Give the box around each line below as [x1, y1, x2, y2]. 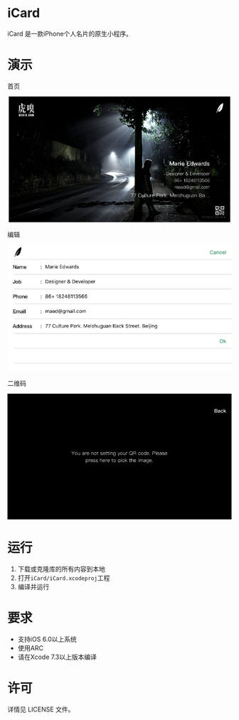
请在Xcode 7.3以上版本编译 [17, 652, 97, 661]
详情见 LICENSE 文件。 [7, 705, 75, 714]
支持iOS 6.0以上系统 [17, 635, 77, 643]
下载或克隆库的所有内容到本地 [17, 564, 105, 573]
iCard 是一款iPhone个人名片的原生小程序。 [7, 29, 133, 38]
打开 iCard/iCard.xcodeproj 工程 [17, 574, 110, 582]
